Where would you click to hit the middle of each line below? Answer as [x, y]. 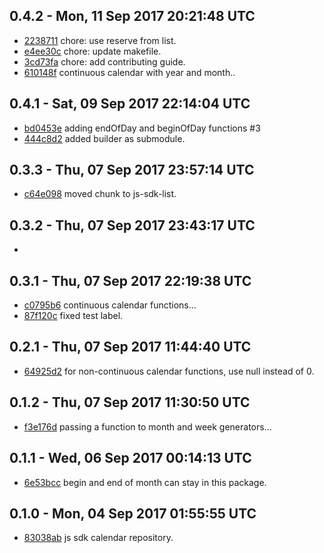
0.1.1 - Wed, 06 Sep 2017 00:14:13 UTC [130, 458]
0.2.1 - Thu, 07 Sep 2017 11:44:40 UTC [130, 347]
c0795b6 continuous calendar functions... [110, 305]
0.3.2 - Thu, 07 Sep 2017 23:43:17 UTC [132, 225]
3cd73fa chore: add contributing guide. [104, 61]
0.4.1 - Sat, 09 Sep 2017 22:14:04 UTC [130, 104]
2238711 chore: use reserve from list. [100, 40]
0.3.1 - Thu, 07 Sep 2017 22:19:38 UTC [130, 280]
